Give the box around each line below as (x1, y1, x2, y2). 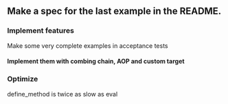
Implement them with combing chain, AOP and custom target (7, 57, 185, 66)
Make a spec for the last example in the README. (7, 5, 222, 17)
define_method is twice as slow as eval (7, 90, 118, 98)
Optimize (7, 75, 38, 84)
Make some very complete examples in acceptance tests (7, 41, 168, 50)
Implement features (7, 26, 74, 36)
